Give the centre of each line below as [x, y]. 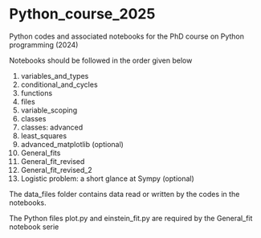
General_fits [41, 153]
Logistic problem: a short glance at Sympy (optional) [108, 178]
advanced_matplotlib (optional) [72, 144]
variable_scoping [49, 110]
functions [37, 92]
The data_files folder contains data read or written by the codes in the [124, 194]
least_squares [44, 135]
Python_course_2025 [82, 14]
